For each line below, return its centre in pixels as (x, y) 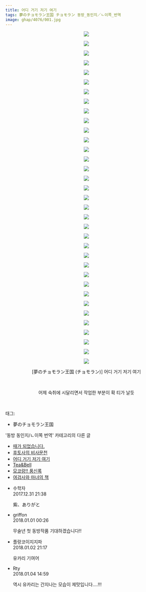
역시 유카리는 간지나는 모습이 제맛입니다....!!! (57, 585)
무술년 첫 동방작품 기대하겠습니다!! (47, 531)
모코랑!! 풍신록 (27, 471)
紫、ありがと (26, 505)
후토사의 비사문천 (30, 453)
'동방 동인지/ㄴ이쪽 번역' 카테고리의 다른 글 (48, 435)
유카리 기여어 (26, 558)
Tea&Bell (22, 465)
